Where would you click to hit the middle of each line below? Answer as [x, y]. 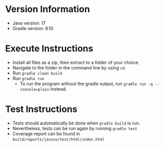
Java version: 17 [29, 23]
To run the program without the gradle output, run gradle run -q [86, 83]
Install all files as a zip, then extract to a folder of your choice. [76, 62]
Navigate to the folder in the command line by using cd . [69, 67]
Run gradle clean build [37, 73]
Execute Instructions [49, 49]
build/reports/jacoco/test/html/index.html [58, 139]
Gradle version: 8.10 [33, 28]
